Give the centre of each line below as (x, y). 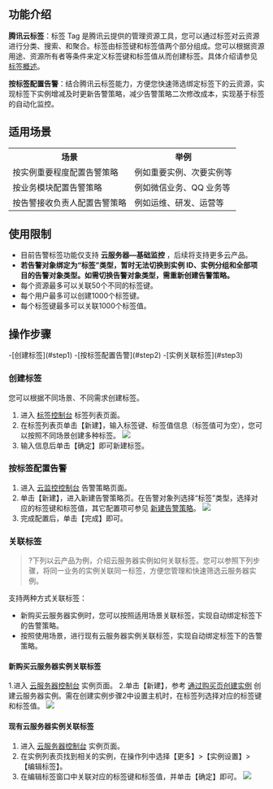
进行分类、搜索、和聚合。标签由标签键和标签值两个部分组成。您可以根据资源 (136, 46)
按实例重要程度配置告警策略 (66, 172)
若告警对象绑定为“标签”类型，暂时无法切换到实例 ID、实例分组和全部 (135, 265)
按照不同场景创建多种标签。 (74, 435)
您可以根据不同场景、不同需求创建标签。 (76, 398)
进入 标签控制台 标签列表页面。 (72, 415)
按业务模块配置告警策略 (58, 187)
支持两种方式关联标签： (48, 598)
